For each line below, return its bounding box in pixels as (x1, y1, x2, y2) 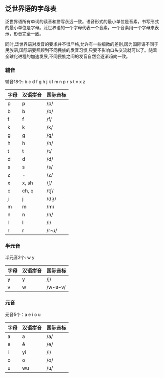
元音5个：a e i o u (5, 312, 41, 317)
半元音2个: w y (5, 254, 35, 260)
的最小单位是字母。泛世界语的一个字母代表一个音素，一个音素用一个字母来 (5, 24, 155, 30)
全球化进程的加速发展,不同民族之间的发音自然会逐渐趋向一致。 (5, 53, 131, 59)
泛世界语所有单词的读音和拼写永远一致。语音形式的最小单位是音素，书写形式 (5, 19, 159, 24)
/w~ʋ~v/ (46, 284, 66, 291)
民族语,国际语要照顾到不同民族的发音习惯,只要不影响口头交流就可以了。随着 (5, 47, 158, 53)
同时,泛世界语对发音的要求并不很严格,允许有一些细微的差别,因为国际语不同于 (5, 41, 159, 47)
